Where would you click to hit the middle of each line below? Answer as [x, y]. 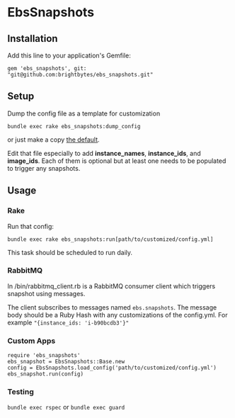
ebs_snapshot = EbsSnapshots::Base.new [66, 362]
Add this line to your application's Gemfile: [69, 55]
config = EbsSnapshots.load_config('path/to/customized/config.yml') [112, 368]
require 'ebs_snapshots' [44, 356]
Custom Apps [31, 341]
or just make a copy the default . [54, 140]
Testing [21, 392]
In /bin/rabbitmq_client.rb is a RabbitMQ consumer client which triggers [111, 286]
